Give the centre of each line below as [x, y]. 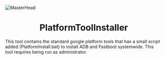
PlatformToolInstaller [84, 28]
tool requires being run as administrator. [46, 52]
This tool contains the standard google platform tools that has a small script [83, 41]
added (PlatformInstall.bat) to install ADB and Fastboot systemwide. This [80, 47]
